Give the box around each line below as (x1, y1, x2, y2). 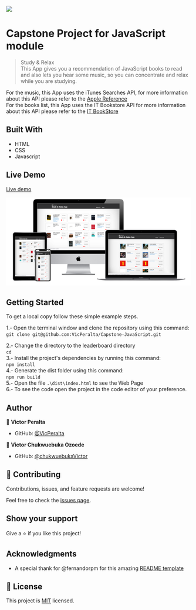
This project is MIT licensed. (6, 597, 75, 604)
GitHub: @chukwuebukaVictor (14, 453, 88, 460)
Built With (6, 125, 43, 135)
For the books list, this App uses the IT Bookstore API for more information (6, 101, 186, 108)
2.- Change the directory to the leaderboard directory (6, 342, 136, 349)
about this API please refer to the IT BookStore (6, 108, 119, 115)
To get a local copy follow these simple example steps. (6, 313, 138, 320)
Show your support (6, 514, 78, 524)
